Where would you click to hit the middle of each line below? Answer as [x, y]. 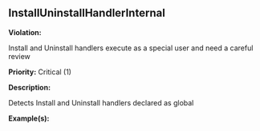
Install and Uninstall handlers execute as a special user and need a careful [131, 48]
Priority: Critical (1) [40, 72]
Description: [29, 87]
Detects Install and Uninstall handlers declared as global [101, 102]
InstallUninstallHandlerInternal [87, 13]
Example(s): [29, 118]
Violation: [25, 32]
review [19, 56]
